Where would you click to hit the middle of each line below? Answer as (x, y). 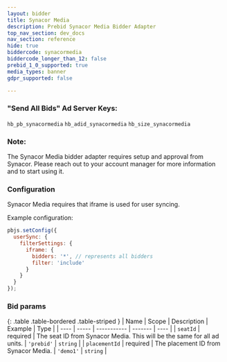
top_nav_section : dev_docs (46, 33)
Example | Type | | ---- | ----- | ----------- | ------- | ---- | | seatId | (104, 329)
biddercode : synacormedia (44, 53)
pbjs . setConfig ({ (32, 231)
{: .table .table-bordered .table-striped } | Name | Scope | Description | (108, 321)
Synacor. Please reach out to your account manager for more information (111, 164)
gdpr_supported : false (40, 78)
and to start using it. (36, 171)
